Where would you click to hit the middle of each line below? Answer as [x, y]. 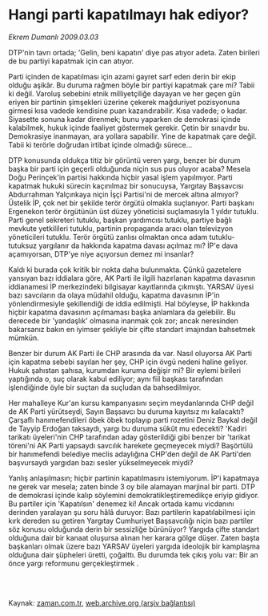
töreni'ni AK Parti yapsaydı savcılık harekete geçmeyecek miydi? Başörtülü [131, 445]
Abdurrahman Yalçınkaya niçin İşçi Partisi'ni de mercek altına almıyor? [123, 194]
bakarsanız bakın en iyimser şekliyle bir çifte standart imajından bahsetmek [132, 329]
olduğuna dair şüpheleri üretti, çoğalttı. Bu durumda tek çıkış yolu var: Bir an [133, 554]
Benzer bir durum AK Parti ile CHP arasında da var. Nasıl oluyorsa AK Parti [130, 353]
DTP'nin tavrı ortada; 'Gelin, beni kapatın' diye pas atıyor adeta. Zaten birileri [134, 52]
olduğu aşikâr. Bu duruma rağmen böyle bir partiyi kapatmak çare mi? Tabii [132, 85]
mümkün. [24, 338]
